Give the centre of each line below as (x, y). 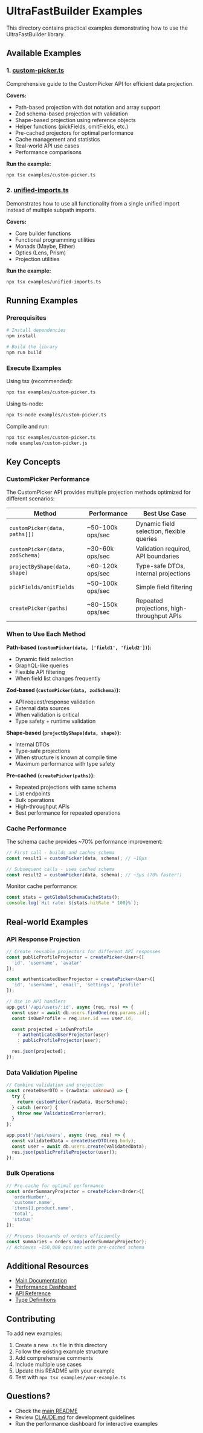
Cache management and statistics (57, 139)
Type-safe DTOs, (160, 566)
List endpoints (33, 794)
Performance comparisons (48, 152)
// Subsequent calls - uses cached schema (60, 869)
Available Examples (44, 53)
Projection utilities (37, 259)
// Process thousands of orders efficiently (63, 1236)
